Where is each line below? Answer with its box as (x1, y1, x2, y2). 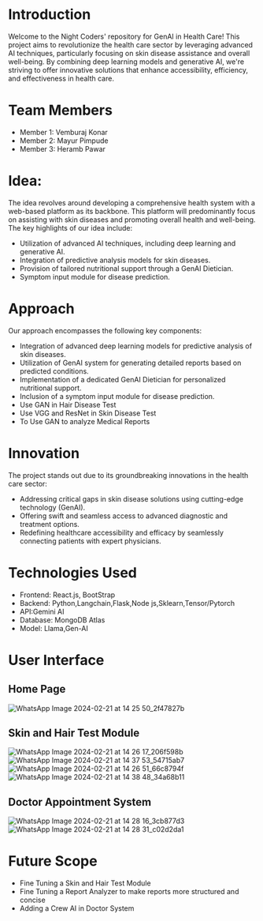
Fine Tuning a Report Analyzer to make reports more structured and (19, 887, 239, 897)
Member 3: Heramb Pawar (19, 144, 106, 153)
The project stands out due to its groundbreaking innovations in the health (8, 470, 249, 479)
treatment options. (19, 519, 80, 528)
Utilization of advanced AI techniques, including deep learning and (19, 239, 236, 248)
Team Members (8, 101, 113, 119)
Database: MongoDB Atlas (19, 615, 106, 625)
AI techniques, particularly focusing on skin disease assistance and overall (8, 48, 250, 58)
